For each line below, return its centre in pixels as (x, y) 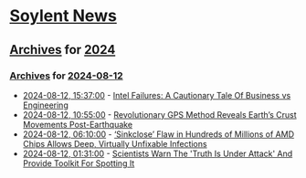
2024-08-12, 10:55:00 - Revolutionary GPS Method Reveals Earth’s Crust (159, 114)
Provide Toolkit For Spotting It (79, 163)
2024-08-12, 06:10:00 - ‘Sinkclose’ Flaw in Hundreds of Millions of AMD (158, 134)
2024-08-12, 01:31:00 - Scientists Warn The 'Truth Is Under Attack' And (158, 153)
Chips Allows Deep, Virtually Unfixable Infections (115, 143)
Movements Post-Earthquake (78, 124)
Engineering (45, 105)
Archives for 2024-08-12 (66, 76)
